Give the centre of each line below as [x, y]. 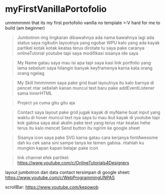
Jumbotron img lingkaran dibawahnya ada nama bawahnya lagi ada [85, 37]
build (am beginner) [25, 28]
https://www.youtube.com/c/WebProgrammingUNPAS [60, 177]
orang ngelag [31, 73]
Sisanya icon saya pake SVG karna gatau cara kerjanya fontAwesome [87, 137]
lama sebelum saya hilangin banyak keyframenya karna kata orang [85, 68]
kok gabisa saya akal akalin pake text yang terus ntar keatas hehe [84, 123]
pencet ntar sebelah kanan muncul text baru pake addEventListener [86, 88]
